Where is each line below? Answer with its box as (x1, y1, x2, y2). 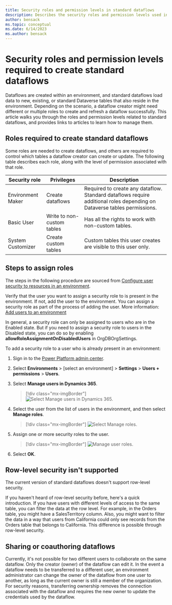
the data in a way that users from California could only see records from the (5, 516, 165, 523)
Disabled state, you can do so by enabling (5, 330, 94, 336)
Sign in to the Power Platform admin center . (12, 355, 104, 361)
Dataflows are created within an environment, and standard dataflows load (5, 92, 163, 98)
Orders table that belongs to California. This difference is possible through (5, 522, 162, 528)
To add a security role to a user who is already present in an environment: (5, 345, 161, 351)
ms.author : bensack (5, 31, 47, 36)
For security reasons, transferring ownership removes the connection (5, 583, 152, 589)
